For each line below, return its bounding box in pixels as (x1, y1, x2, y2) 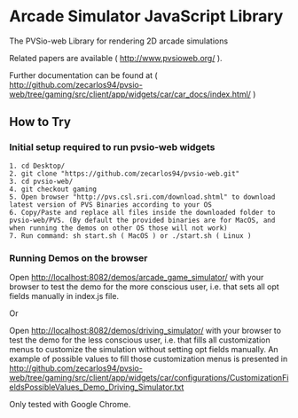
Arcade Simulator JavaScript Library (9, 6, 284, 27)
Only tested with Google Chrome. (9, 398, 131, 409)
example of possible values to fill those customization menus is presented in (9, 353, 288, 364)
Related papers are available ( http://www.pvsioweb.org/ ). (9, 52, 223, 63)
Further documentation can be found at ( (9, 69, 158, 81)
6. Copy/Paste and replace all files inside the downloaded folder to (9, 208, 276, 217)
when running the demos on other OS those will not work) (9, 224, 228, 233)
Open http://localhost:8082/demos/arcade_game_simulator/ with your (9, 272, 264, 282)
